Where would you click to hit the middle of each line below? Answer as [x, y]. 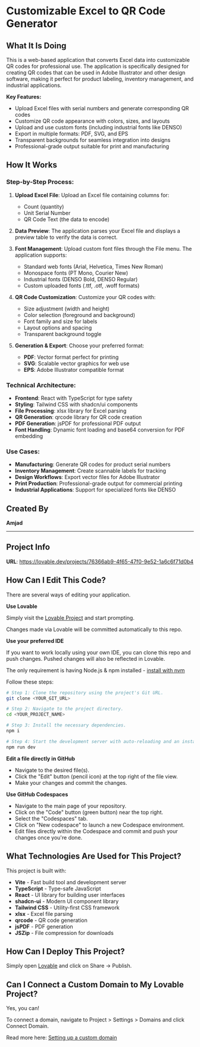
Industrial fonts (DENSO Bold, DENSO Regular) [81, 279]
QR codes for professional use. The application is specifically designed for [97, 66]
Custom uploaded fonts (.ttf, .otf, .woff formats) [82, 285]
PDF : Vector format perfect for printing [71, 357]
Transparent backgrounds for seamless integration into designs [93, 140]
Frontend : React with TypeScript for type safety [74, 398]
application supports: [41, 255]
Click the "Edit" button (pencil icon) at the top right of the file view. [96, 776]
